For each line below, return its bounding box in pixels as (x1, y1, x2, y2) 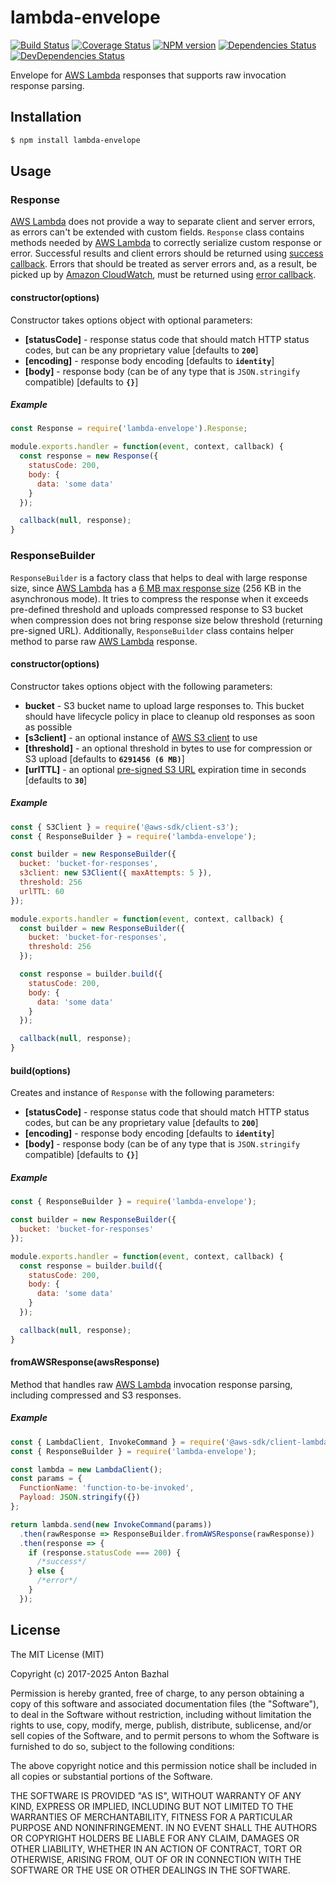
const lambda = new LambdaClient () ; (10, 1464, 163, 1475)
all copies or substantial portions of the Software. (10, 1770, 213, 1782)
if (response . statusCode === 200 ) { (28, 1547, 182, 1558)
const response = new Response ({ (19, 451, 159, 461)
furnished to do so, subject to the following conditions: (10, 1740, 235, 1752)
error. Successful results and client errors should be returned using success (10, 247, 324, 260)
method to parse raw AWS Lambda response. (10, 635, 198, 647)
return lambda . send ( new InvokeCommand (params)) (10, 1519, 213, 1530)
